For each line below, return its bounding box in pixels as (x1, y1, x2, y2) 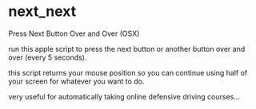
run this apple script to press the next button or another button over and (8, 44, 246, 53)
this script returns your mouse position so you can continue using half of (8, 68, 248, 77)
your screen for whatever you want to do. (8, 76, 145, 86)
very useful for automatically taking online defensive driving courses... (8, 91, 240, 101)
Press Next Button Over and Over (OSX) (8, 29, 140, 38)
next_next (8, 2, 77, 21)
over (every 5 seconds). (8, 53, 87, 62)
